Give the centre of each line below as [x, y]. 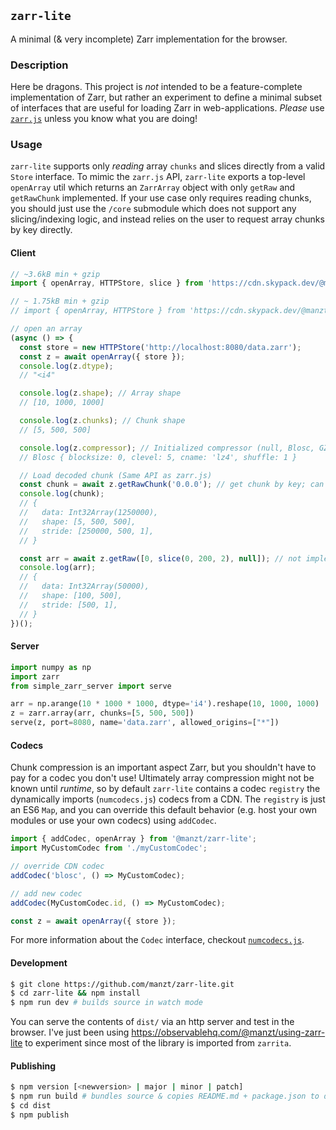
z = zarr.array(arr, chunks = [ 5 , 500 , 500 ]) [102, 713]
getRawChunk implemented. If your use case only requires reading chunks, [161, 198]
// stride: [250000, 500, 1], [87, 531]
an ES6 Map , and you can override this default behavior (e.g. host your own [164, 810]
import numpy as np [51, 667]
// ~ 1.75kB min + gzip [60, 301]
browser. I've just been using [70, 1032]
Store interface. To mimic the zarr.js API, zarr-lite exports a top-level [158, 177]
